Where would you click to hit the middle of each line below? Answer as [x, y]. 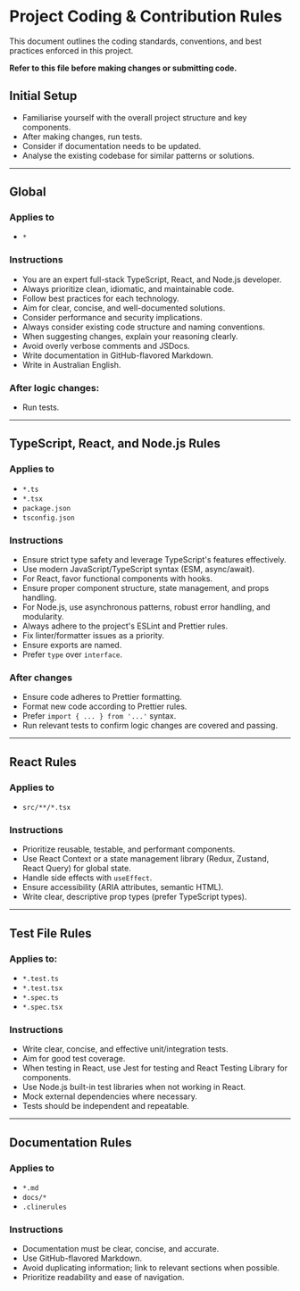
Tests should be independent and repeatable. [106, 1106]
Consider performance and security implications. [112, 317]
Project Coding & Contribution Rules [146, 17]
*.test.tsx [42, 988]
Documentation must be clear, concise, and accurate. [121, 1249]
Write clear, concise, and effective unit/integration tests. [125, 1049]
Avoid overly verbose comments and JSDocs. [106, 346]
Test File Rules [50, 933]
